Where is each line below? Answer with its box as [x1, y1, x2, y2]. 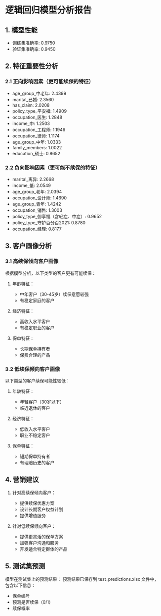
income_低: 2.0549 [12, 182, 51, 188]
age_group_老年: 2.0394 [12, 188, 62, 194]
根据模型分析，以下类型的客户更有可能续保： [5, 270, 96, 276]
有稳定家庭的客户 [19, 297, 55, 303]
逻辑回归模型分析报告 [5, 4, 92, 16]
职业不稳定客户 [19, 432, 50, 438]
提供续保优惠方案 [19, 500, 55, 506]
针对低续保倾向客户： [12, 523, 56, 529]
